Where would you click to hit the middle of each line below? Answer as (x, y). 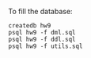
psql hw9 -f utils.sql (45, 46)
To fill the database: (40, 11)
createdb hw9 (30, 26)
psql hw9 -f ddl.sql (42, 39)
